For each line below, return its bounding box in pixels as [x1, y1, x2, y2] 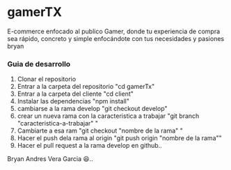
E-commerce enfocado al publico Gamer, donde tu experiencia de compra [7, 27, 221, 35]
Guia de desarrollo [7, 59, 71, 69]
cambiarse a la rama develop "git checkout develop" [17, 105, 168, 113]
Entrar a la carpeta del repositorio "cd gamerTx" [17, 83, 155, 91]
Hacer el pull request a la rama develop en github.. [17, 142, 162, 150]
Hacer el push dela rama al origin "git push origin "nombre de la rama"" [17, 134, 223, 142]
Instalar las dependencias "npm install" [17, 97, 130, 105]
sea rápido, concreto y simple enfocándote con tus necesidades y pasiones [7, 34, 225, 42]
